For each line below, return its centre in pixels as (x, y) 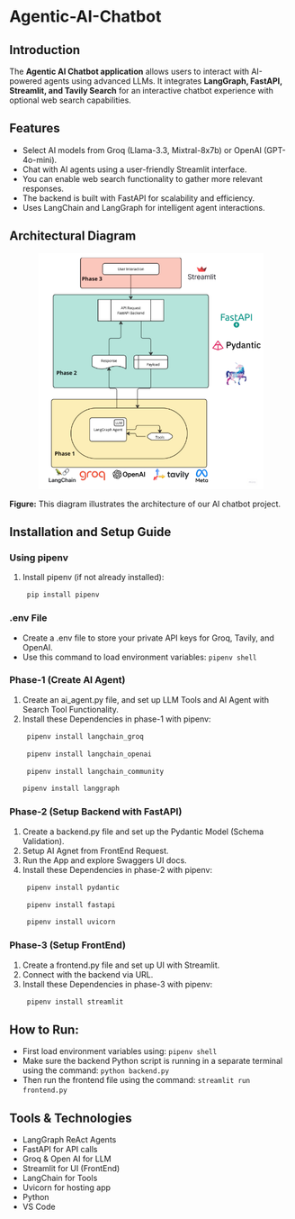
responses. (43, 188)
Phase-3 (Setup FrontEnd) (67, 945)
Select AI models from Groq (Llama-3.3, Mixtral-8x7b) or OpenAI (142, 150)
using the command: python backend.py (95, 1070)
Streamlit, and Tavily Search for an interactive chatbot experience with (142, 91)
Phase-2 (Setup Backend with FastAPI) (96, 812)
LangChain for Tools (60, 1178)
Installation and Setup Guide (90, 532)
